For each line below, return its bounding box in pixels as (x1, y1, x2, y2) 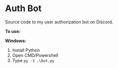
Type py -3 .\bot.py (12, 57, 55, 63)
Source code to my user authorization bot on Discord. (5, 19, 114, 25)
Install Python (12, 47, 40, 53)
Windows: (5, 37, 26, 44)
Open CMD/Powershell (12, 52, 59, 58)
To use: (5, 28, 21, 34)
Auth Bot (5, 3, 42, 14)
